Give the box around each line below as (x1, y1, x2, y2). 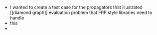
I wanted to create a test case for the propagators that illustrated (9, 4, 143, 10)
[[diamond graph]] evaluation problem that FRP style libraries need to (9, 9, 153, 15)
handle (9, 15, 24, 20)
